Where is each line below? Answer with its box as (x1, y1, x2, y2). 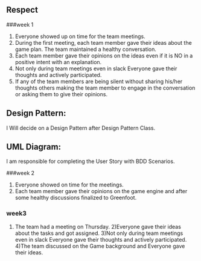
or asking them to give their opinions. (14, 90, 107, 97)
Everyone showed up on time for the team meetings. (14, 33, 146, 40)
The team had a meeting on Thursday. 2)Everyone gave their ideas (14, 223, 181, 230)
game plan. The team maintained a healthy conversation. (14, 45, 157, 53)
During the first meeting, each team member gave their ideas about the (14, 39, 192, 46)
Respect (6, 5, 38, 15)
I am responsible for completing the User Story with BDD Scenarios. (6, 157, 175, 165)
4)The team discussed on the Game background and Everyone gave (14, 242, 185, 249)
